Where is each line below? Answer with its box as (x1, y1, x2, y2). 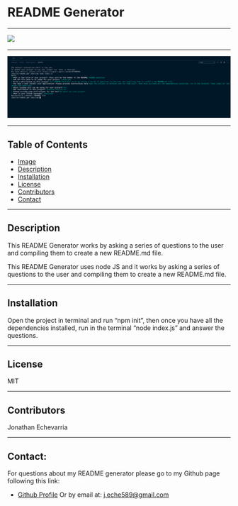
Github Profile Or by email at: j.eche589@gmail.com (17, 490, 169, 499)
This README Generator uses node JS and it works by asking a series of (7, 262, 220, 270)
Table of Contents (7, 138, 89, 150)
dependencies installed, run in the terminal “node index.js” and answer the (7, 324, 225, 332)
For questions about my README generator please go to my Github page (7, 469, 220, 478)
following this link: (7, 477, 60, 485)
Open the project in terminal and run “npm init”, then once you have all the (7, 316, 223, 324)
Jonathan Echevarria (7, 423, 68, 431)
